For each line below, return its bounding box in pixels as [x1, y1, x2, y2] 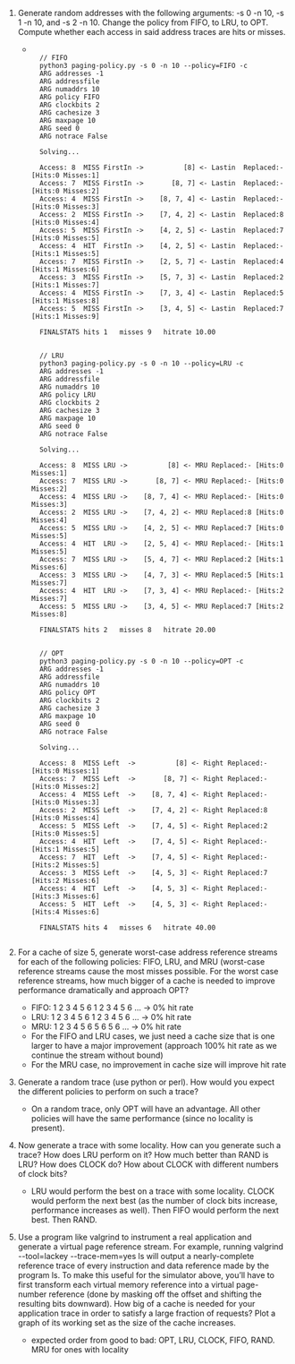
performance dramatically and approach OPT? [17, 985, 190, 995]
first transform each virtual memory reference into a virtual [17, 1280, 235, 1290]
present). [30, 1123, 65, 1133]
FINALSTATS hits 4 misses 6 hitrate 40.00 [38, 923, 216, 932]
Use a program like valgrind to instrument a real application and [17, 1231, 252, 1242]
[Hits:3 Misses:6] [30, 892, 100, 901]
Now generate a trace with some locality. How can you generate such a [17, 1140, 282, 1150]
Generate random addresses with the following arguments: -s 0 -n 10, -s [17, 8, 284, 18]
